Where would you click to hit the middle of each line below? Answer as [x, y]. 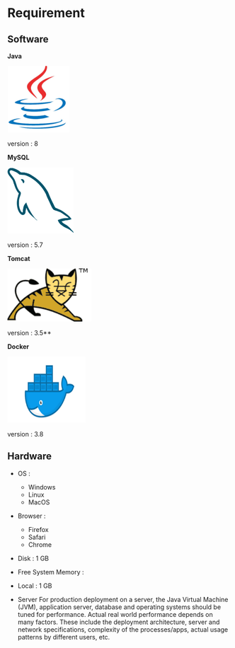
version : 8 [23, 144]
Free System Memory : [51, 572]
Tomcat [19, 259]
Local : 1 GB [35, 586]
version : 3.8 [25, 434]
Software [28, 39]
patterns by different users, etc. [64, 637]
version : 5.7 [25, 245]
